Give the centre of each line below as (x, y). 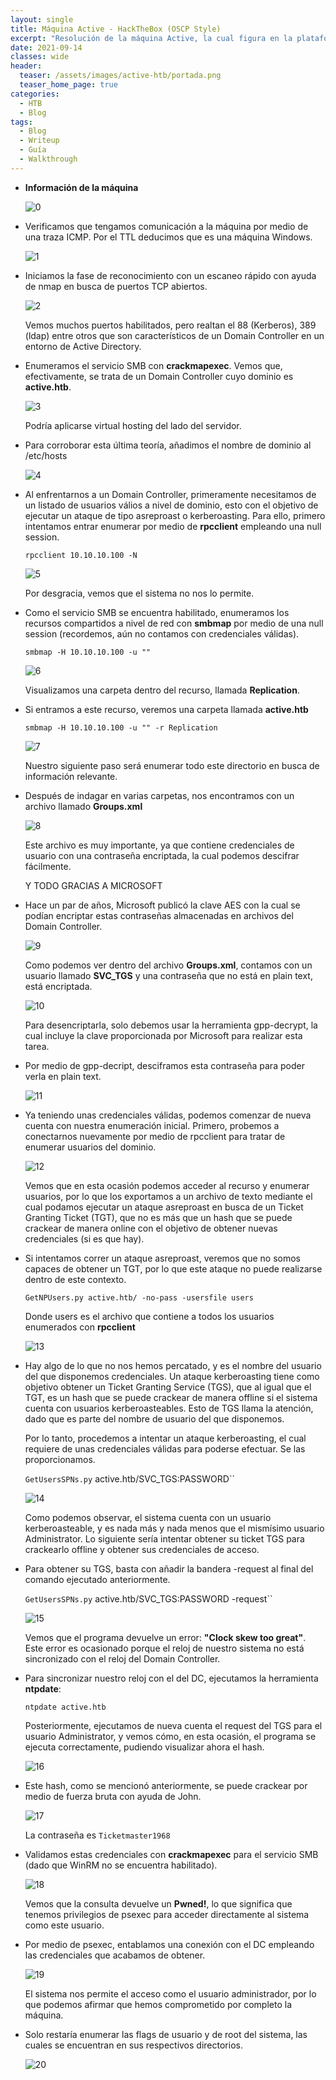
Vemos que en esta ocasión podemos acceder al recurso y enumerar (167, 1185)
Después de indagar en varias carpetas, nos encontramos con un (159, 795)
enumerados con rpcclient (80, 1327)
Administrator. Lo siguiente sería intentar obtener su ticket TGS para (164, 1538)
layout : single (42, 19)
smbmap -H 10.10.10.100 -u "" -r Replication (121, 727)
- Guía (33, 150)
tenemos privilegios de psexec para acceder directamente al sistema (167, 1914)
